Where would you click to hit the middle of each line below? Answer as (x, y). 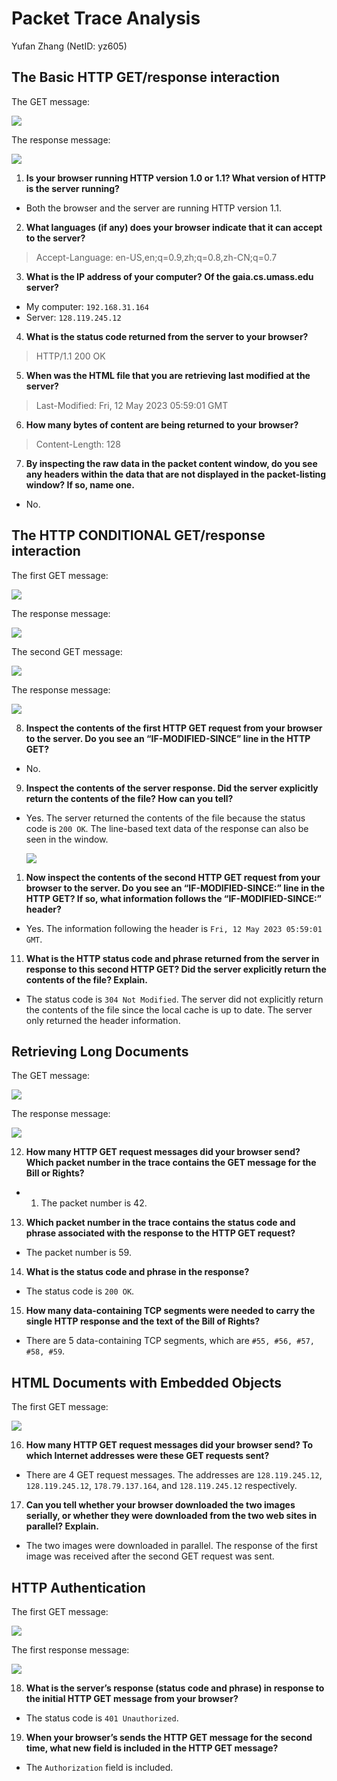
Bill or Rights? (55, 1173)
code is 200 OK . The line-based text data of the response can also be (167, 828)
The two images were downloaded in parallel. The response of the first (171, 1546)
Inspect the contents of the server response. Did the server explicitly (172, 788)
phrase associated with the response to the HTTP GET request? (160, 1233)
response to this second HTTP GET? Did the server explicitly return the (176, 969)
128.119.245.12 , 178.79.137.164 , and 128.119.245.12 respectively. (161, 1486)
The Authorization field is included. (99, 1767)
